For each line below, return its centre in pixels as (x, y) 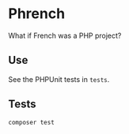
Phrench (37, 14)
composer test (32, 122)
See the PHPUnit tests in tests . (59, 79)
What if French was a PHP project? (65, 35)
